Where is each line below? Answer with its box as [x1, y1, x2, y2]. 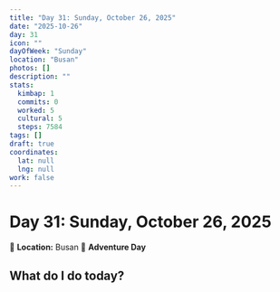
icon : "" [9, 38, 43, 48]
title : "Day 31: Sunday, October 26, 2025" [9, 13, 177, 23]
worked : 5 [17, 106, 54, 115]
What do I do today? [9, 268, 125, 283]
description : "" [9, 72, 71, 81]
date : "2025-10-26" [9, 22, 83, 31]
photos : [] [9, 64, 51, 73]
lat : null [17, 155, 54, 165]
